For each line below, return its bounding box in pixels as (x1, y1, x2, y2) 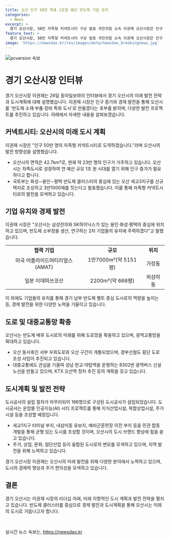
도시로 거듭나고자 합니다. (10, 508, 60, 514)
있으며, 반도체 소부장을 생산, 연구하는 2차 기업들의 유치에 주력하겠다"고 (14, 228, 154, 234)
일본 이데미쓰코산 (24, 277, 64, 284)
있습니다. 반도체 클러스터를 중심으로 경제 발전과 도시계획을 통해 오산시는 (10, 501, 153, 508)
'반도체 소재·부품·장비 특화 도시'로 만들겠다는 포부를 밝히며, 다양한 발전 (10, 105, 150, 111)
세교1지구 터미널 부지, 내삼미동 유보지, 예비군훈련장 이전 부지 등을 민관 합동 (12, 422, 160, 428)
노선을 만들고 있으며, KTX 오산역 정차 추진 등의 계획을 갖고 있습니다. (12, 368, 147, 374)
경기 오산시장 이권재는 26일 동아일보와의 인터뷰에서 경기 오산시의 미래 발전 (5, 92, 153, 98)
